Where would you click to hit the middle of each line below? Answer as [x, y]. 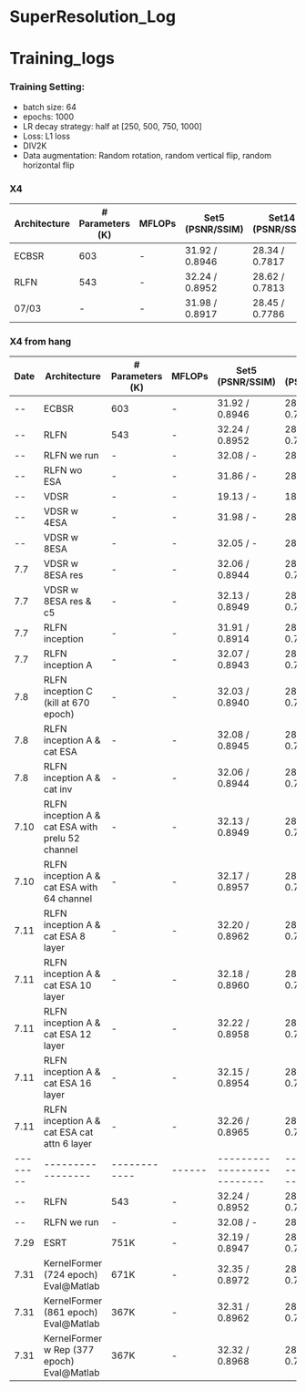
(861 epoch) [71, 1313]
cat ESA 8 [65, 936]
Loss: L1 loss [46, 136]
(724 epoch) [71, 1275]
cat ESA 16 [68, 1084]
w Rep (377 [69, 1350]
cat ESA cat [69, 1132]
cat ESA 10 [68, 985]
